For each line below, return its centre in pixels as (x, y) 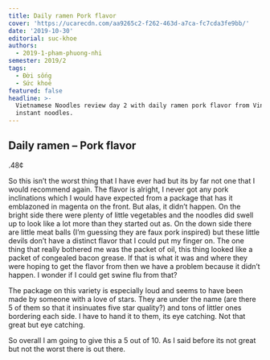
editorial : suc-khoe (43, 38)
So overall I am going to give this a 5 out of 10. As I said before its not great (132, 340)
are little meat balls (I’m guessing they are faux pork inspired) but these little (134, 232)
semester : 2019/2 (37, 61)
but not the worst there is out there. (67, 349)
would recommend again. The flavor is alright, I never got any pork (119, 189)
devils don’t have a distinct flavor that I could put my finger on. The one (127, 240)
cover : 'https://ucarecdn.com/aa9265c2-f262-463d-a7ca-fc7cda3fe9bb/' (129, 23)
